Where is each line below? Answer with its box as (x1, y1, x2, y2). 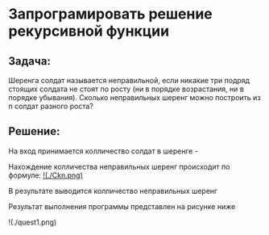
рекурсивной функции (8, 22, 170, 40)
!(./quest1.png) (8, 217, 57, 227)
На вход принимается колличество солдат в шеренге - (8, 146, 199, 156)
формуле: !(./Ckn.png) (8, 170, 83, 180)
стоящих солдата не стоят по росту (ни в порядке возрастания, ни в (8, 84, 244, 94)
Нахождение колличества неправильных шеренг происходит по (8, 162, 230, 171)
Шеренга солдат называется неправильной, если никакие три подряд (8, 76, 250, 85)
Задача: (8, 54, 51, 68)
